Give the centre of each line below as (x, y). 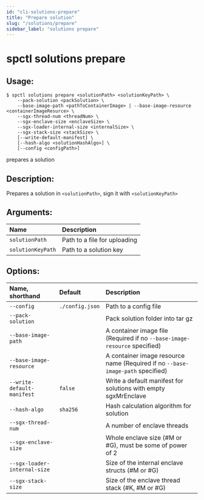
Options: (23, 271)
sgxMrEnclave (126, 396)
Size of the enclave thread (143, 480)
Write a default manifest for (144, 380)
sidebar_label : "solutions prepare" (53, 29)
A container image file (137, 330)
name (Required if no (135, 363)
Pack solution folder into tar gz (149, 318)
